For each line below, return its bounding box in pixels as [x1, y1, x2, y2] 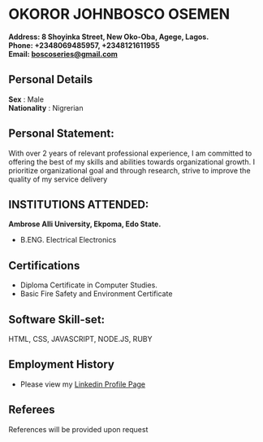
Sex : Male [8, 94, 45, 104]
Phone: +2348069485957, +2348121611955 [8, 40, 160, 50]
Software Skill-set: [8, 313, 106, 326]
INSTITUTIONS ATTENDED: [8, 197, 149, 212]
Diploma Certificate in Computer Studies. [19, 280, 158, 290]
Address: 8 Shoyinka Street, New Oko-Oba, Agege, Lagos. [8, 32, 209, 42]
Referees [8, 403, 55, 417]
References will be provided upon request [8, 424, 149, 434]
